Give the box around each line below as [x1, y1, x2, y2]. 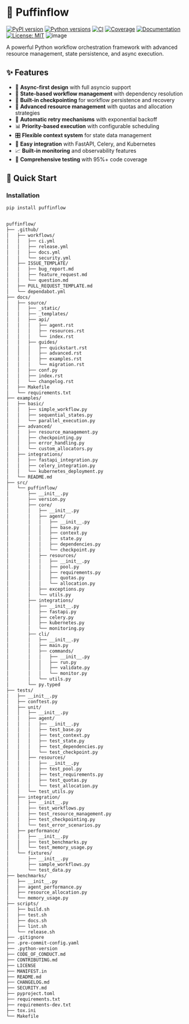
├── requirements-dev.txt [6, 1002, 71, 1008]
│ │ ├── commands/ [6, 648, 74, 654]
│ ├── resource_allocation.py [6, 889, 87, 896]
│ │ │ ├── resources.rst [6, 327, 85, 334]
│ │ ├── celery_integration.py [6, 462, 96, 469]
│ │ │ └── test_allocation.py [6, 782, 98, 789]
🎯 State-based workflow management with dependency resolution [14, 90, 184, 97]
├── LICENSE [6, 962, 36, 968]
